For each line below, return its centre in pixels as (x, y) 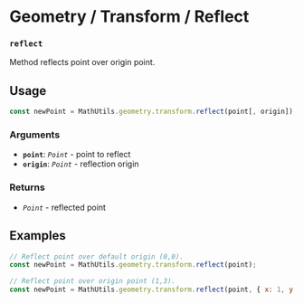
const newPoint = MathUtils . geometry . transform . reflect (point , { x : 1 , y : (153, 290)
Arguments (35, 135)
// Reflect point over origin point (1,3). (93, 281)
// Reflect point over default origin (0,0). (96, 256)
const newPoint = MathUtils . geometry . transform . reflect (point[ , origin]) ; (153, 112)
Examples (38, 236)
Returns (27, 187)
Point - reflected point (64, 207)
